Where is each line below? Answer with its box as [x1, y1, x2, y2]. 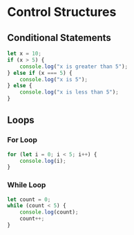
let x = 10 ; [7, 50, 41, 57]
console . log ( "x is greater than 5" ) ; [19, 63, 128, 70]
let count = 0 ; [7, 195, 51, 203]
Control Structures [7, 4, 117, 20]
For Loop [7, 135, 38, 145]
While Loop [7, 180, 46, 190]
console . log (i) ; [19, 157, 67, 164]
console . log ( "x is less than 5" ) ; [19, 89, 119, 96]
